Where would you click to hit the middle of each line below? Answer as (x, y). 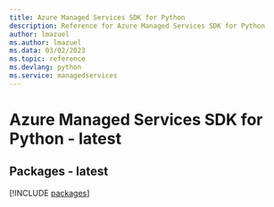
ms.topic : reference (48, 59)
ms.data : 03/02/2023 (48, 51)
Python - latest (66, 138)
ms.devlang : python (46, 68)
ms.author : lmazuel (46, 42)
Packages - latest (59, 172)
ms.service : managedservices (63, 76)
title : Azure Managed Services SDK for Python (97, 17)
